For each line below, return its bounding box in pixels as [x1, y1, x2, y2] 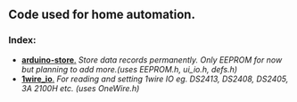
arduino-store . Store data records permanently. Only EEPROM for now [21, 54, 283, 65]
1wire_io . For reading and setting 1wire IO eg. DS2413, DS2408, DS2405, [21, 73, 289, 84]
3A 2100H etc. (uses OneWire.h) [21, 82, 140, 93]
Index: [8, 34, 37, 47]
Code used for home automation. [8, 7, 195, 22]
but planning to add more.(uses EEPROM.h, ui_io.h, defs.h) [21, 64, 238, 74]
